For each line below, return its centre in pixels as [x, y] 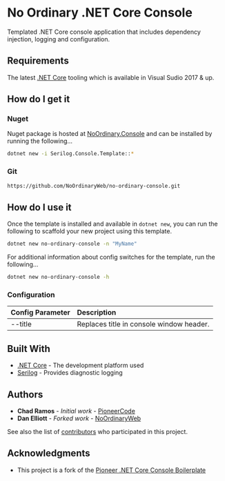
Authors [25, 394]
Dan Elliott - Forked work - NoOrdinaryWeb [79, 418]
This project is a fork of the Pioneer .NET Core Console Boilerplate [111, 470]
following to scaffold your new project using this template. [90, 231]
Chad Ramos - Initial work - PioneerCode [76, 411]
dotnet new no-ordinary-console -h [58, 277]
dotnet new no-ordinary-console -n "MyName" [72, 244]
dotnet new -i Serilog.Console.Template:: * [71, 154]
